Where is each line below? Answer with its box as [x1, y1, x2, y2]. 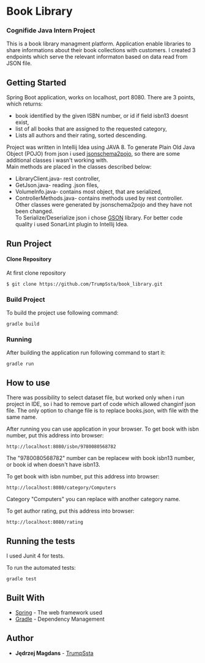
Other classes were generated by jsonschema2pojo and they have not [15, 201, 192, 209]
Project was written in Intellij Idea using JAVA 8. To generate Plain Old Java [6, 144, 195, 151]
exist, [15, 118, 29, 126]
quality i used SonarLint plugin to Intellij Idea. [15, 221, 129, 228]
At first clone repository [6, 269, 66, 277]
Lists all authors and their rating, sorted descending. [15, 132, 147, 139]
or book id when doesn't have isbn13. [6, 461, 100, 469]
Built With [6, 592, 45, 603]
